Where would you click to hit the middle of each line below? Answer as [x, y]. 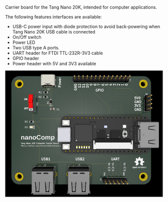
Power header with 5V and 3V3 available [54, 64]
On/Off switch [27, 37]
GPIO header [26, 58]
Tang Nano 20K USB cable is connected [54, 32]
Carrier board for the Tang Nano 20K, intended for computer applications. [81, 7]
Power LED [24, 42]
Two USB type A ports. [36, 48]
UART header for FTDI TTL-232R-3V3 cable [58, 53]
